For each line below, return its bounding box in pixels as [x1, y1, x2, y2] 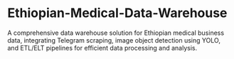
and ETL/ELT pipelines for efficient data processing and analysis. [7, 43, 198, 52]
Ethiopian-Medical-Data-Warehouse [7, 5, 228, 21]
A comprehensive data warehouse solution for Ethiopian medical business [7, 28, 225, 37]
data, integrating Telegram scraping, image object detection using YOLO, [7, 36, 220, 44]
